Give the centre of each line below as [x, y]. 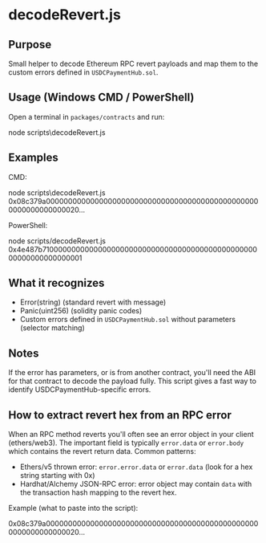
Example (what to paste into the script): [73, 508]
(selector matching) [52, 328]
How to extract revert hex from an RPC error [120, 415]
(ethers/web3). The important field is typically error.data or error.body [126, 443]
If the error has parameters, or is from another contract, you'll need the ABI [132, 373]
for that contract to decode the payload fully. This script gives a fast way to [132, 381]
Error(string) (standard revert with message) [93, 302]
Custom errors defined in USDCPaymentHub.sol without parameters [128, 320]
